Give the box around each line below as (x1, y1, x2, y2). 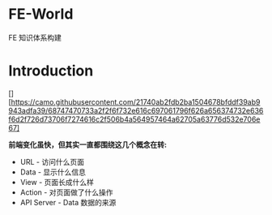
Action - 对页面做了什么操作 (19, 187, 113, 197)
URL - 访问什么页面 (19, 157, 85, 166)
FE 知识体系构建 (8, 32, 62, 42)
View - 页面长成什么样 (19, 177, 95, 187)
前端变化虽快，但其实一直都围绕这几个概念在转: (8, 140, 168, 149)
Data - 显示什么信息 (19, 167, 87, 177)
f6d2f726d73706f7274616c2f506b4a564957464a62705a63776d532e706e (8, 114, 261, 124)
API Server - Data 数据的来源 (19, 197, 117, 207)
